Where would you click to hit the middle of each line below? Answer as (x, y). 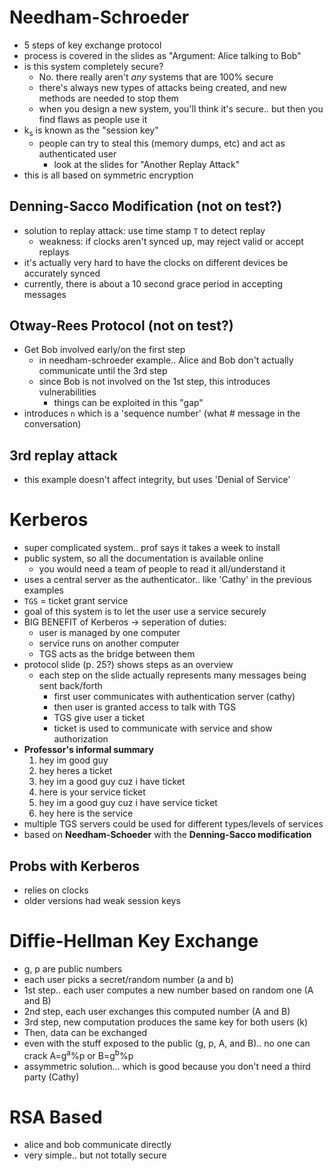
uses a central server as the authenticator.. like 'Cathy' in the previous (167, 580)
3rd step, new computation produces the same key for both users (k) (166, 1022)
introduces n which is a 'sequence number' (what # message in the (162, 413)
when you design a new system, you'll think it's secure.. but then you (181, 108)
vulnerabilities (67, 392)
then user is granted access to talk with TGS (145, 707)
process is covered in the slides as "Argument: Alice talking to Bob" (162, 55)
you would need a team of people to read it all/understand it (162, 569)
